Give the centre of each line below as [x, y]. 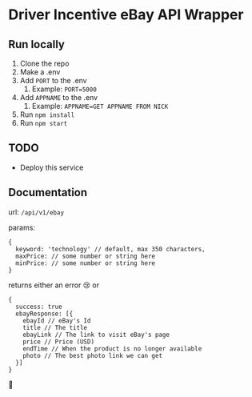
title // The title [55, 327]
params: [22, 227]
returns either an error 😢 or [54, 285]
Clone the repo [44, 63]
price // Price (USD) [58, 342]
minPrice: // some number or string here [86, 263]
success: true [39, 307]
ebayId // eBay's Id [57, 321]
